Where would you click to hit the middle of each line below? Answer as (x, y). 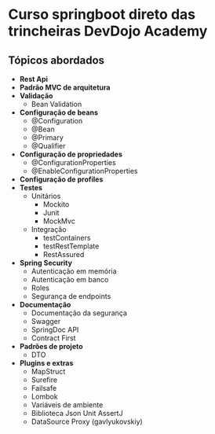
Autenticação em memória (74, 271)
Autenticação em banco (70, 280)
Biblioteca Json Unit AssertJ (77, 413)
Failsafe (44, 388)
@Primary (47, 138)
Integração (49, 229)
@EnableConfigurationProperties (85, 171)
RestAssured (64, 254)
